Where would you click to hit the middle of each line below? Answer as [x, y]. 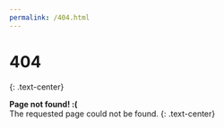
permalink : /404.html [50, 17]
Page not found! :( [43, 104]
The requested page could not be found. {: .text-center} [112, 114]
